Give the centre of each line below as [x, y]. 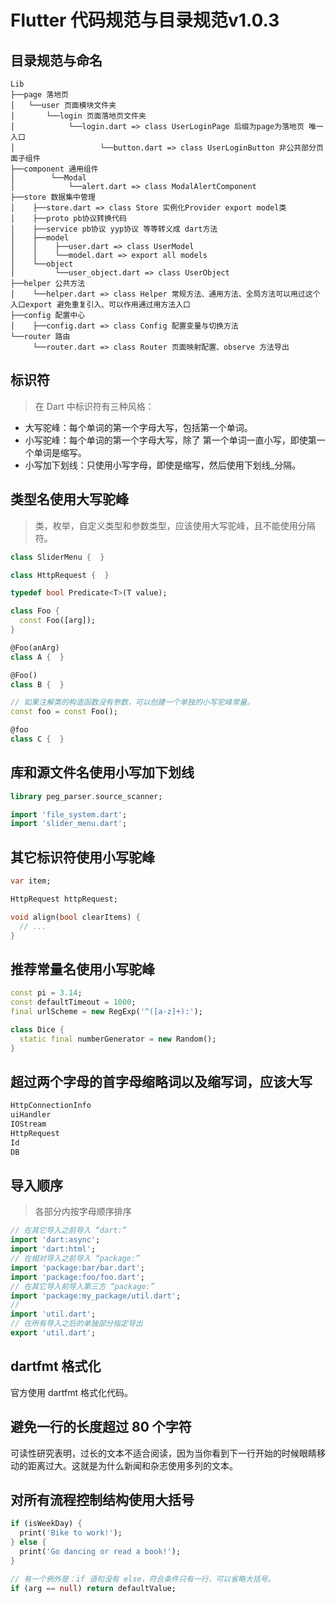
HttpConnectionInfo [51, 1106]
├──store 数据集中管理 [53, 197]
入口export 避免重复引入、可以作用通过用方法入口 [100, 305]
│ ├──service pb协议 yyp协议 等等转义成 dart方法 [114, 229]
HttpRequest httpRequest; [64, 899]
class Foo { [35, 611]
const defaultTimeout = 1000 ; [73, 1002]
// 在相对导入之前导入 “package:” [75, 1259]
